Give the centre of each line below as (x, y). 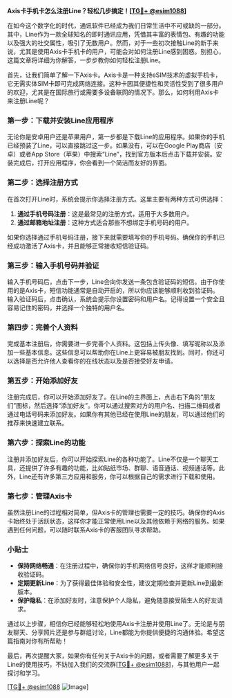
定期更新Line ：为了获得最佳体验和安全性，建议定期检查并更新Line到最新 (120, 583)
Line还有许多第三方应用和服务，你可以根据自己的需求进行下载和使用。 (119, 476)
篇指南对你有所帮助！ (37, 641)
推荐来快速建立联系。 (37, 423)
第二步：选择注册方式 (42, 183)
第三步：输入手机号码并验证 (53, 265)
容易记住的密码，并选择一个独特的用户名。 (68, 307)
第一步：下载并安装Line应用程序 (60, 120)
